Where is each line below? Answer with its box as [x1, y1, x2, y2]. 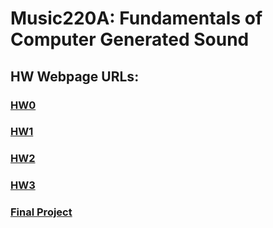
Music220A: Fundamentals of [10, 7, 263, 30]
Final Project [10, 205, 73, 219]
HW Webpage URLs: [10, 68, 140, 85]
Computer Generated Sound [10, 28, 250, 51]
